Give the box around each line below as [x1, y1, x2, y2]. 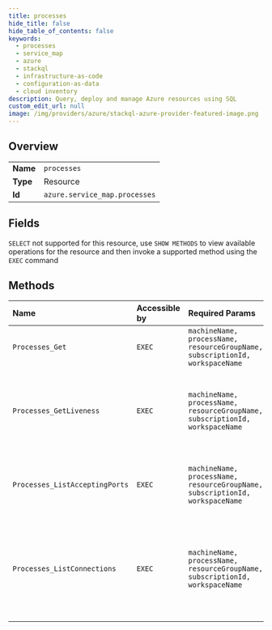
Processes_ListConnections [12, 564, 117, 573]
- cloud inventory [15, 87, 79, 96]
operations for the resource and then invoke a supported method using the [8, 246, 257, 256]
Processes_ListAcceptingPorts [12, 480, 130, 490]
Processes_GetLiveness [12, 407, 100, 415]
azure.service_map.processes [43, 189, 156, 199]
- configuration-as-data [15, 79, 100, 87]
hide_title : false [8, 19, 70, 28]
